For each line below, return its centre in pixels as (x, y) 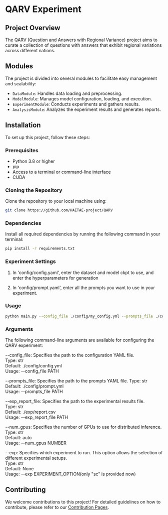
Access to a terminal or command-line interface (61, 172)
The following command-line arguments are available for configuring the (80, 340)
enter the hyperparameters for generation (55, 278)
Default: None (19, 469)
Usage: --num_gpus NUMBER (36, 443)
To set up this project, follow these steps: (47, 137)
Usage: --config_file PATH (32, 371)
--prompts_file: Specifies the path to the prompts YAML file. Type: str (76, 381)
